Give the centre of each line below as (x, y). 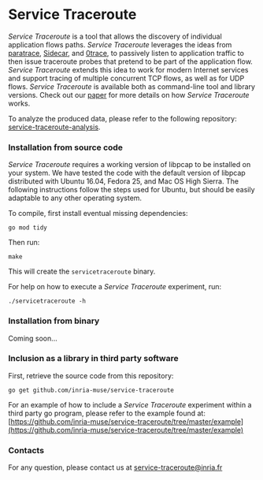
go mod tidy (28, 228)
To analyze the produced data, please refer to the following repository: (123, 118)
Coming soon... (33, 338)
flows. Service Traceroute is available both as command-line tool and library (132, 86)
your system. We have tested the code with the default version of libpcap (127, 173)
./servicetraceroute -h (47, 301)
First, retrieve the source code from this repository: (91, 375)
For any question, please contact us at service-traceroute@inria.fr (115, 467)
